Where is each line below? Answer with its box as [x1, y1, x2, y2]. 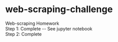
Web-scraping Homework [5, 20, 60, 26]
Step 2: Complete [5, 31, 42, 37]
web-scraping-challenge [5, 4, 113, 15]
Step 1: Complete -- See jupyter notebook [5, 25, 93, 31]
